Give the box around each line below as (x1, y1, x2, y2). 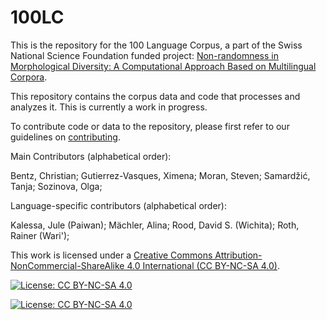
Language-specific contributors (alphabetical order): (10, 199, 227, 211)
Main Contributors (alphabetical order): (10, 150, 172, 162)
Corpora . (10, 71, 48, 83)
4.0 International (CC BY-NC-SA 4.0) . (126, 259, 281, 271)
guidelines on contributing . (10, 131, 121, 143)
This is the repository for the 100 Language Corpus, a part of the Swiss (10, 39, 303, 51)
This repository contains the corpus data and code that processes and (10, 90, 301, 102)
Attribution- (214, 249, 263, 261)
